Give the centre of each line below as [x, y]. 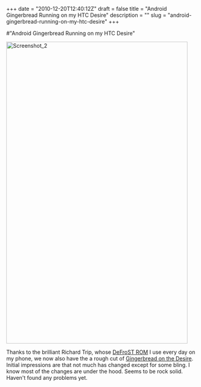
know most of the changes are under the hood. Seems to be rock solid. [94, 371]
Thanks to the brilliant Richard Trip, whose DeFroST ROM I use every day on [101, 352]
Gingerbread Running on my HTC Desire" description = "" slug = [86, 15]
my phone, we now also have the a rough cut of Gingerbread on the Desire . [100, 358]
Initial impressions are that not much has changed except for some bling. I [98, 365]
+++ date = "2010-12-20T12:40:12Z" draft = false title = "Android [87, 9]
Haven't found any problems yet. [47, 378]
